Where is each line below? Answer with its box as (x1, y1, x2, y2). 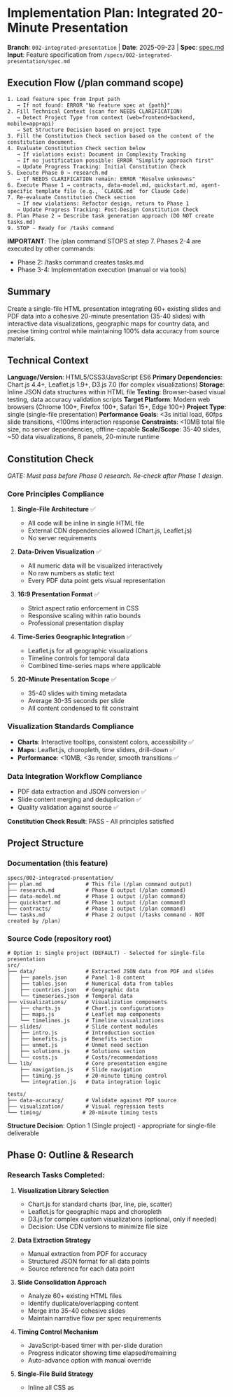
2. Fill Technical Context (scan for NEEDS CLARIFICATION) (7, 107, 183, 115)
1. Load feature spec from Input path (7, 95, 120, 102)
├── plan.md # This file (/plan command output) (7, 881, 192, 888)
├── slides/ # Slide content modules (7, 1023, 158, 1031)
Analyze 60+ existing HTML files (27, 1291, 122, 1299)
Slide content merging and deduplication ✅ (17, 795, 142, 804)
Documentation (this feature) (7, 858, 108, 868)
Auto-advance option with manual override (27, 1356, 152, 1364)
